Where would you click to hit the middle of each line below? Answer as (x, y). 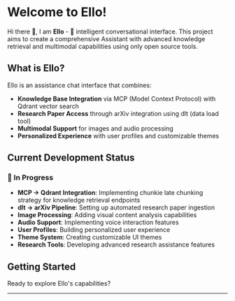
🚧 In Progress (30, 177)
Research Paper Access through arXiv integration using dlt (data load (118, 113)
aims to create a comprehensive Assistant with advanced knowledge (106, 38)
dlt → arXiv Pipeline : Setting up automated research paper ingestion (116, 207)
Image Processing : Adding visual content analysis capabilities (107, 215)
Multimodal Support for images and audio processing (95, 128)
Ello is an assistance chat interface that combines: (79, 85)
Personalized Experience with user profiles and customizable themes (118, 135)
